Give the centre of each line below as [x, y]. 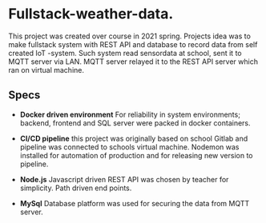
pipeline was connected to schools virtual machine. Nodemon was [129, 147]
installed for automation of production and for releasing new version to [136, 155]
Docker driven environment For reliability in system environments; [130, 114]
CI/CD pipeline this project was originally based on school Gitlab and [134, 138]
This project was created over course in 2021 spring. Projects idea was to [129, 36]
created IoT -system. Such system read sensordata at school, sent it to [125, 53]
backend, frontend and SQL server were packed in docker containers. [135, 123]
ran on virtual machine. [46, 70]
